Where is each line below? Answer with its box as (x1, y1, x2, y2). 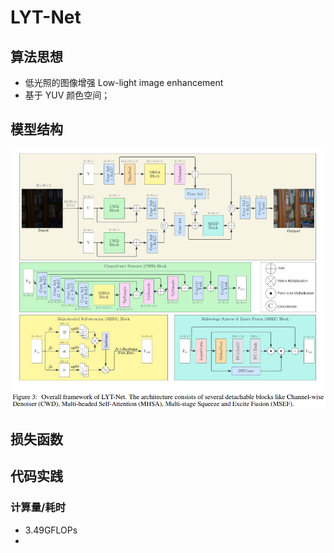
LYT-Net (10, 6, 82, 29)
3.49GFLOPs (24, 524, 78, 536)
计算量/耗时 (10, 501, 67, 515)
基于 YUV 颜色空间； (24, 89, 111, 101)
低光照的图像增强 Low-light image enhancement (24, 77, 224, 88)
